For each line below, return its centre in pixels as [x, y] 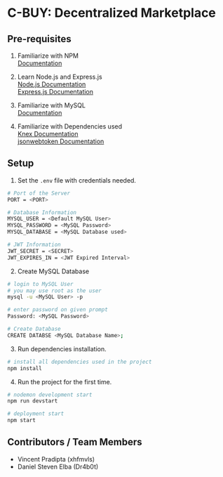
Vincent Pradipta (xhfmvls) [56, 459]
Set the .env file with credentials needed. [77, 180]
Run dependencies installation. [62, 348]
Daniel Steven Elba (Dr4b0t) [58, 466]
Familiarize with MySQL [52, 105]
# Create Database [34, 329]
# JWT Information [34, 245]
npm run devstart [33, 401]
